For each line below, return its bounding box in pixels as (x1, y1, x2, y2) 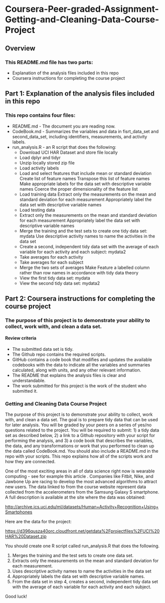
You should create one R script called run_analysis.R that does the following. (5, 543, 160, 549)
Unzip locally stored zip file (19, 160, 75, 166)
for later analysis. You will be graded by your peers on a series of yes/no (5, 422, 152, 428)
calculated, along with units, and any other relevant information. (12, 367, 141, 373)
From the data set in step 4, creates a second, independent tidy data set (12, 579, 158, 585)
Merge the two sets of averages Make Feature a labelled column (19, 265, 150, 270)
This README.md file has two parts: (5, 59, 93, 66)
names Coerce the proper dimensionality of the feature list (19, 186, 138, 192)
